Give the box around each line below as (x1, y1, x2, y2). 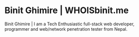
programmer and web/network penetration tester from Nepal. (4, 26, 127, 32)
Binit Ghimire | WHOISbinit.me (4, 5, 129, 16)
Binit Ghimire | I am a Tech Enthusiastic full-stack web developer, (4, 21, 135, 27)
